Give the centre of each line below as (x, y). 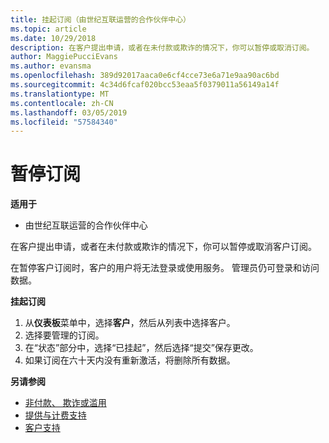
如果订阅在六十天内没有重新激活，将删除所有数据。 (130, 360)
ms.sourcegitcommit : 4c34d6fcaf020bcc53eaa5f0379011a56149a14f (145, 85)
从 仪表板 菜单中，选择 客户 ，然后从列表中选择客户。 (130, 323)
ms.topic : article (48, 29)
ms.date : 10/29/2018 (53, 38)
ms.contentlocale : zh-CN (62, 103)
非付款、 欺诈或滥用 (65, 403)
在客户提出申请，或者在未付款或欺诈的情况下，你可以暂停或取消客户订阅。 (163, 247)
